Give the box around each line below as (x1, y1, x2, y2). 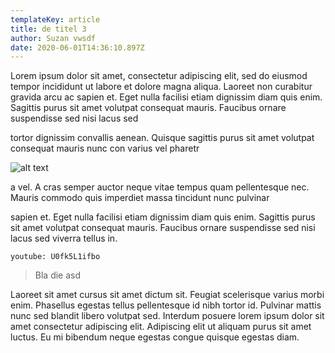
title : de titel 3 (10, 24, 87, 34)
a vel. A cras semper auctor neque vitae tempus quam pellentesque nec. (10, 181, 310, 193)
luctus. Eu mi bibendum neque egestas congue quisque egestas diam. (10, 331, 300, 343)
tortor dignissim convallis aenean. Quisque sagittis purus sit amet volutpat (10, 132, 315, 144)
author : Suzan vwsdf (10, 33, 97, 43)
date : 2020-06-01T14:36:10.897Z (10, 42, 145, 53)
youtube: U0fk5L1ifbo (10, 252, 101, 262)
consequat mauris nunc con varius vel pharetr (10, 142, 200, 155)
